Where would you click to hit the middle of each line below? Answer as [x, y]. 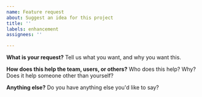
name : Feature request [35, 12]
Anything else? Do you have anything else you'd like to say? [83, 88]
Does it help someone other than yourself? [60, 76]
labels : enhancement [33, 29]
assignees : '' [24, 35]
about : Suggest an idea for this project [60, 18]
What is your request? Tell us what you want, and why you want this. [94, 57]
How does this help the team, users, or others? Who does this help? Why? [101, 69]
